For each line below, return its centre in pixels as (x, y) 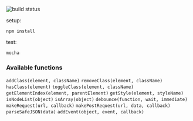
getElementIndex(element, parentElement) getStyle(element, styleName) (95, 93)
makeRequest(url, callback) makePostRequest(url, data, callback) (88, 106)
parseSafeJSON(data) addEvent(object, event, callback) (75, 112)
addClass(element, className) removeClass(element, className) (84, 81)
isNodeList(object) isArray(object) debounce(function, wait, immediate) (97, 100)
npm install (21, 31)
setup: (14, 20)
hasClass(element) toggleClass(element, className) (70, 87)
